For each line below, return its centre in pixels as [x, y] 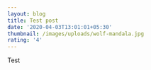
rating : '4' [25, 40]
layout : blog [27, 14]
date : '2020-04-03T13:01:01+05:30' [60, 27]
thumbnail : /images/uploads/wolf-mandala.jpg [75, 34]
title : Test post [33, 21]
